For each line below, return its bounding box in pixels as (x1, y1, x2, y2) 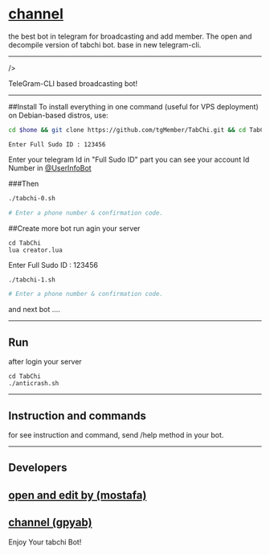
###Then (8, 179, 39, 188)
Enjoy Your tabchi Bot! (8, 536, 82, 547)
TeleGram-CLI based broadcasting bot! (8, 78, 138, 88)
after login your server (8, 357, 82, 367)
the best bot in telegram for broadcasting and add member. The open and (8, 31, 252, 41)
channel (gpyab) (8, 516, 92, 529)
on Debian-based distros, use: (8, 110, 108, 120)
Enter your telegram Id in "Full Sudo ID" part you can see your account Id (8, 154, 250, 164)
